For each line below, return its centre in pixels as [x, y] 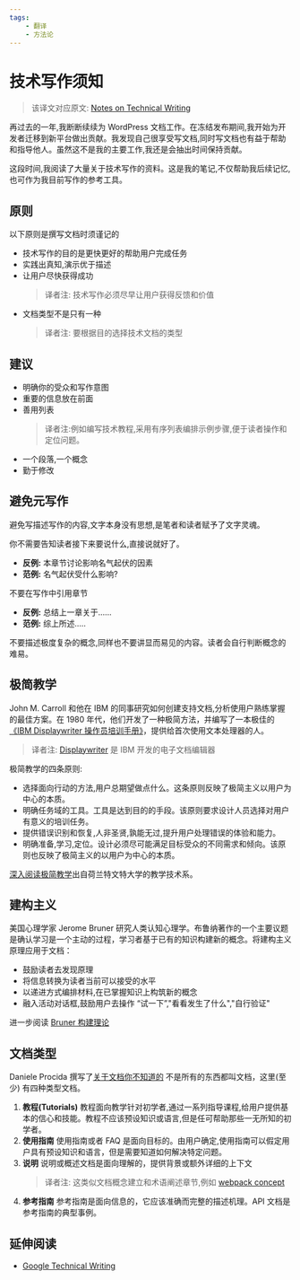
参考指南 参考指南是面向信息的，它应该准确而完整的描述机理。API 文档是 [156, 1201]
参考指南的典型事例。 [61, 1213]
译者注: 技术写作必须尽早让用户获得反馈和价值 [129, 295]
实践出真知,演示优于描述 [67, 265]
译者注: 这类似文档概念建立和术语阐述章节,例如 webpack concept [164, 1182]
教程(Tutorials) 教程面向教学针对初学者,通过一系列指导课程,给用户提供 [151, 1107]
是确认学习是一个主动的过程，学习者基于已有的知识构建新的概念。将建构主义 [150, 940]
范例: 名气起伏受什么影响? [70, 574]
